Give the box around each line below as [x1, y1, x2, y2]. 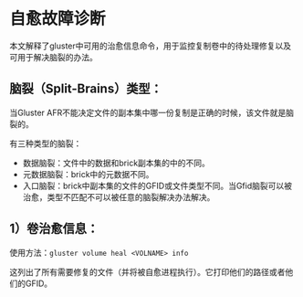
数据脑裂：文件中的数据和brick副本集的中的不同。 [22, 157, 210, 168]
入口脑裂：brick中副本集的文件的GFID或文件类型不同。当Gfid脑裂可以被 [22, 180, 293, 191]
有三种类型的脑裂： [9, 138, 82, 149]
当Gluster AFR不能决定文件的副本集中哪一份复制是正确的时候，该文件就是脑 [9, 107, 295, 118]
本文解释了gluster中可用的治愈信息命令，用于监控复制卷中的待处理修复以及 [9, 40, 292, 51]
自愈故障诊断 [9, 8, 107, 29]
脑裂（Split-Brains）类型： [9, 81, 162, 97]
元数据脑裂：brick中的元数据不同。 [22, 168, 154, 179]
